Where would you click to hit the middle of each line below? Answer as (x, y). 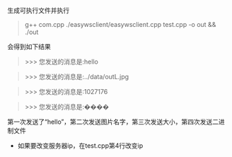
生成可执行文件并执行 (38, 10)
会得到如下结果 (29, 47)
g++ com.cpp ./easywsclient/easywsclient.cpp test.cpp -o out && (120, 24)
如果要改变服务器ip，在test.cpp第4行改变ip (80, 146)
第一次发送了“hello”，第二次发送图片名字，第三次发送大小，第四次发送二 (113, 122)
